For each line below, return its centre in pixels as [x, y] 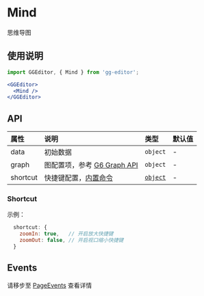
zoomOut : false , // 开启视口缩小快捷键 [72, 241]
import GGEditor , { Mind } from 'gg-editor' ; [73, 72]
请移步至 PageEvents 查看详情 [50, 285]
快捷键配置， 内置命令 [78, 178]
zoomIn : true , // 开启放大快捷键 [66, 234]
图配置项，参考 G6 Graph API [91, 165]
